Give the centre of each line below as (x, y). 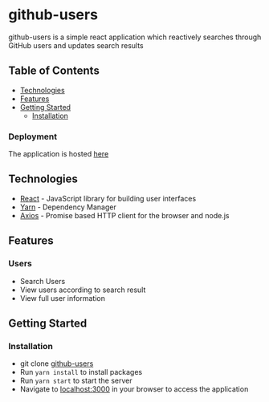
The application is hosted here (59, 154)
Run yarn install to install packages (81, 372)
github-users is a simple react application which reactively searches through (135, 37)
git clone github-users (57, 363)
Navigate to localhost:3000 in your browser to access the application (134, 389)
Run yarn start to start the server (76, 381)
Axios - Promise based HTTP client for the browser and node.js (124, 215)
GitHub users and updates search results (76, 45)
